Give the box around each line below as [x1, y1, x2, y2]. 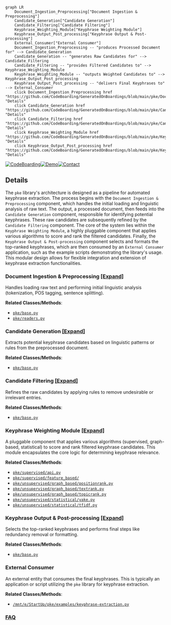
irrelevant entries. [5, 394, 42, 400]
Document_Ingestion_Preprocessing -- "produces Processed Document [14, 45, 160, 50]
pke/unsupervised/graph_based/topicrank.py [12, 492, 107, 497]
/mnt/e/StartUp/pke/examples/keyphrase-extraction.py [12, 602, 129, 607]
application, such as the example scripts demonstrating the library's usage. [5, 249, 163, 255]
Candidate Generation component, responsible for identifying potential [5, 211, 153, 217]
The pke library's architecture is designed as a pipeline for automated [5, 189, 150, 196]
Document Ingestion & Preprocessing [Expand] [5, 273, 124, 280]
